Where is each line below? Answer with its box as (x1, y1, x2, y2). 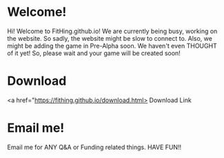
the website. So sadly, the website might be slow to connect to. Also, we (7, 34, 212, 42)
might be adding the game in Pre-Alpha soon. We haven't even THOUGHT (7, 41, 217, 50)
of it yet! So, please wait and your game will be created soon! (7, 49, 181, 57)
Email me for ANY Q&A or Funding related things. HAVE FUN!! (7, 143, 182, 151)
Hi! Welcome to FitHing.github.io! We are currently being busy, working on (7, 27, 218, 35)
